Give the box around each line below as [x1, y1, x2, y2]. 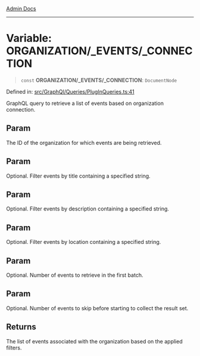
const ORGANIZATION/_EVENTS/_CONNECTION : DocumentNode [20, 76, 177, 83]
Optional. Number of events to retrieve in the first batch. [6, 271, 143, 278]
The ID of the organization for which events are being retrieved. [6, 139, 162, 146]
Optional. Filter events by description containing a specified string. [6, 205, 170, 212]
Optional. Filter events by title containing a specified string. [6, 172, 151, 179]
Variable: [6, 32, 52, 45]
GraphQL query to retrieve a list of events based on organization [6, 100, 164, 107]
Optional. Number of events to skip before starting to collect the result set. [6, 304, 189, 312]
